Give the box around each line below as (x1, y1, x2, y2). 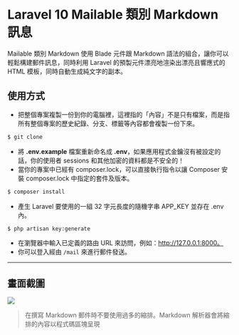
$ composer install (7, 188, 65, 195)
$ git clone (7, 133, 43, 140)
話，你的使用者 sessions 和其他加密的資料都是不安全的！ (17, 156, 185, 165)
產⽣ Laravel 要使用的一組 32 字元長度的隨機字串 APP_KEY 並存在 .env (17, 202, 224, 210)
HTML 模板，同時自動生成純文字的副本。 (7, 67, 127, 76)
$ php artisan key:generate (7, 225, 91, 232)
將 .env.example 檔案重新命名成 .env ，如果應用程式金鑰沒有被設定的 (17, 147, 221, 155)
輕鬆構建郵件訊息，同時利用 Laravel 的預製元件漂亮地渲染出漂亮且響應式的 (7, 58, 225, 66)
